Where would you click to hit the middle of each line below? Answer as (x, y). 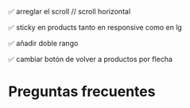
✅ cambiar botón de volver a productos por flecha (91, 59)
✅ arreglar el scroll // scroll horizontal (70, 12)
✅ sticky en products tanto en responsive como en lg (95, 27)
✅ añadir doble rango (43, 43)
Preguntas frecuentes (82, 92)
